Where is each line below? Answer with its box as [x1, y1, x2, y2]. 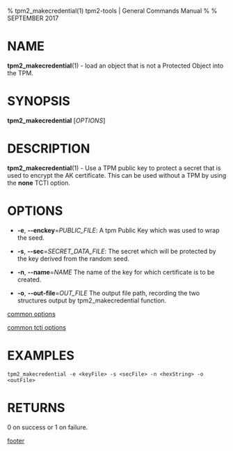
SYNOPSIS [7, 93, 71, 109]
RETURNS [7, 399, 65, 415]
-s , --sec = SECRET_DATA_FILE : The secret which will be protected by [17, 247, 217, 255]
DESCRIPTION [7, 141, 90, 157]
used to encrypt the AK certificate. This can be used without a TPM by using [7, 171, 227, 179]
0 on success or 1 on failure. [7, 422, 88, 431]
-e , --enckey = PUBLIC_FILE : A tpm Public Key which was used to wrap [17, 226, 220, 234]
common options [7, 309, 56, 318]
